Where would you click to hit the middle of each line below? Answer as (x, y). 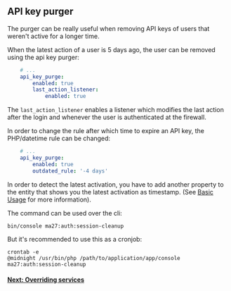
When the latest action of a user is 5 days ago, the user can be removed (111, 49)
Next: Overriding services (46, 280)
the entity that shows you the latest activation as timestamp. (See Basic (111, 192)
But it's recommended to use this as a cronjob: (75, 239)
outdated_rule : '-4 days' (71, 171)
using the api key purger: (43, 57)
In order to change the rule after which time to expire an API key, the (106, 131)
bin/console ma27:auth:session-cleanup (66, 226)
